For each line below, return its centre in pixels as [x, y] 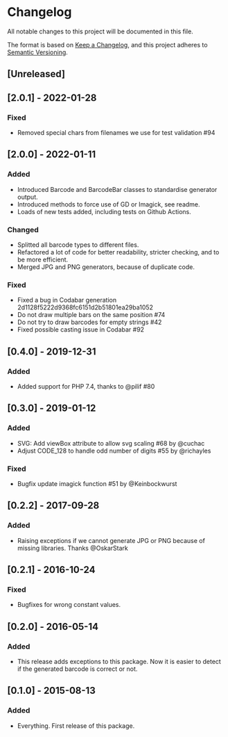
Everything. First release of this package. [76, 726]
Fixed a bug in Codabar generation [67, 300]
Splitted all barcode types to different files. [78, 245]
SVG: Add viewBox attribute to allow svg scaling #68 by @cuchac [111, 443]
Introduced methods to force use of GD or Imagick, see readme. [108, 204]
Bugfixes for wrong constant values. [69, 605]
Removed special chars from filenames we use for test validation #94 [116, 133]
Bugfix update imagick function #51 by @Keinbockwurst [97, 483]
